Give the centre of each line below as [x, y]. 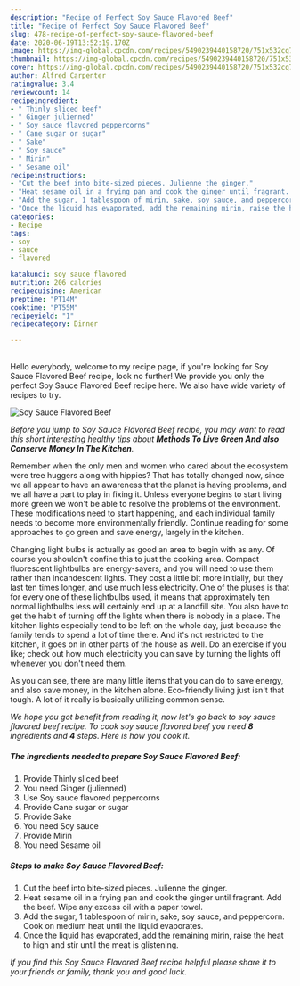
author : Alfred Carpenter [58, 76]
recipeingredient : [44, 100]
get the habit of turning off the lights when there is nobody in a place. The [146, 616]
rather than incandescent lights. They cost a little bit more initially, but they [147, 578]
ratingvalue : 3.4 [42, 84]
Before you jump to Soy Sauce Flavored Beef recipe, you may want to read [148, 430]
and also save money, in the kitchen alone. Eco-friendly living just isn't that [147, 690]
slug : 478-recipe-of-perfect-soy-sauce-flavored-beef [112, 34]
